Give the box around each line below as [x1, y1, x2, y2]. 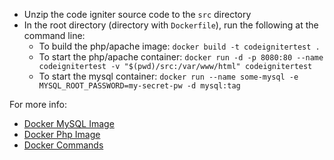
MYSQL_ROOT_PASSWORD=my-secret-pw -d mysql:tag [38, 81, 241, 91]
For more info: [9, 99, 67, 110]
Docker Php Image [23, 129, 101, 140]
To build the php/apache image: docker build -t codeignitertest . [38, 40, 321, 52]
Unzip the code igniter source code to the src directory [23, 9, 252, 20]
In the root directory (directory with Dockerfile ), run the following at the [23, 19, 319, 31]
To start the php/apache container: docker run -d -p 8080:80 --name [38, 51, 324, 63]
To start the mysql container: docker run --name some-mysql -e [38, 70, 299, 82]
